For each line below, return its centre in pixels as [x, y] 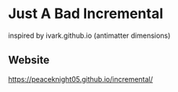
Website [29, 60]
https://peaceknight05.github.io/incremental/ [81, 79]
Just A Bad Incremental [86, 14]
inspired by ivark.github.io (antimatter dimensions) [89, 35]
